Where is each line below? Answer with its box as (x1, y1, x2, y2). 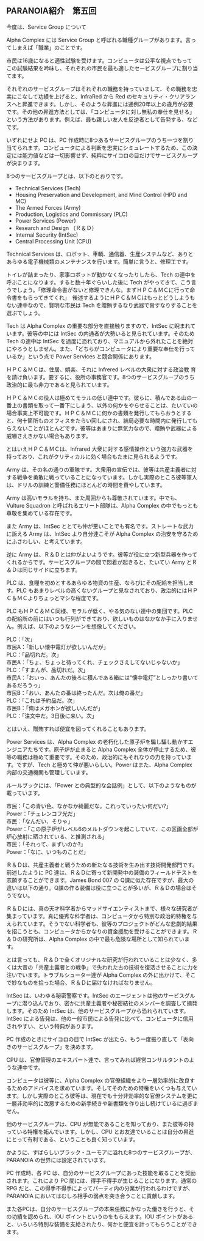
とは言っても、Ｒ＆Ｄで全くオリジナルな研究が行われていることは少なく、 (6, 956, 192, 963)
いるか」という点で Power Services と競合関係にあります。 (6, 352, 155, 360)
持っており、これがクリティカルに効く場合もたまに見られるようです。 (6, 453, 181, 460)
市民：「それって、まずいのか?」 (6, 840, 86, 848)
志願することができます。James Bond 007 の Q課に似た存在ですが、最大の (6, 876, 194, 884)
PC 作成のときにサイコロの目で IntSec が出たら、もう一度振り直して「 (6, 1035, 183, 1043)
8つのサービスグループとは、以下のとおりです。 (6, 172, 127, 179)
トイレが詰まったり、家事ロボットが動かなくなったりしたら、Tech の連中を (6, 271, 196, 278)
